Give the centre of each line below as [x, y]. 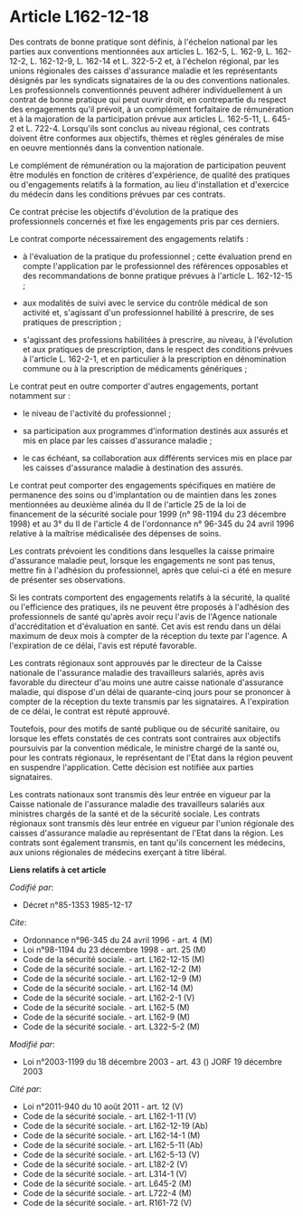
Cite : [18, 922]
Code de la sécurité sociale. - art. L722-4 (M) [107, 1192]
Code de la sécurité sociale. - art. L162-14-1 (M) [111, 1135]
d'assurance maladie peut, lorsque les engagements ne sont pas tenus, [142, 560]
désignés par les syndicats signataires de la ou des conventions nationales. [150, 80]
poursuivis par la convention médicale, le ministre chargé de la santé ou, [144, 748]
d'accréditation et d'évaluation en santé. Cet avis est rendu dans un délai [145, 626]
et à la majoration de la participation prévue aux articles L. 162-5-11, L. [140, 119]
